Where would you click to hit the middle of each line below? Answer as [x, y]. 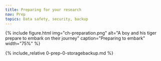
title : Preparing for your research [43, 10]
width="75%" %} [23, 44]
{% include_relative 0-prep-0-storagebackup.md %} [59, 53]
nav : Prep [15, 14]
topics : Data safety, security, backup [47, 19]
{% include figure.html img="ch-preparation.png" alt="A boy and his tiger [81, 33]
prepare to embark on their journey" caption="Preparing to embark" [75, 38]
